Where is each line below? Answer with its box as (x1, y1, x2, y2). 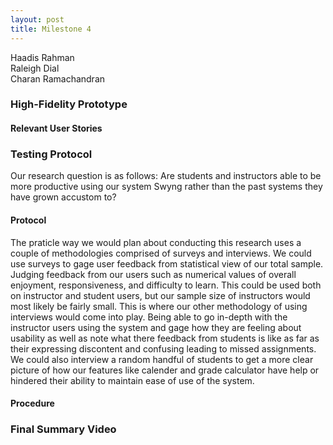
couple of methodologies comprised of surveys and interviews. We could (10, 247, 312, 259)
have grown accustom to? (10, 191, 117, 203)
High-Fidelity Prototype (10, 97, 128, 111)
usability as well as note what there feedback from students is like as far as (10, 332, 320, 344)
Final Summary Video (10, 422, 117, 436)
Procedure (10, 397, 55, 410)
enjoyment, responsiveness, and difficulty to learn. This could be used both (10, 279, 322, 291)
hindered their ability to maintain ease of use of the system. (10, 374, 255, 386)
